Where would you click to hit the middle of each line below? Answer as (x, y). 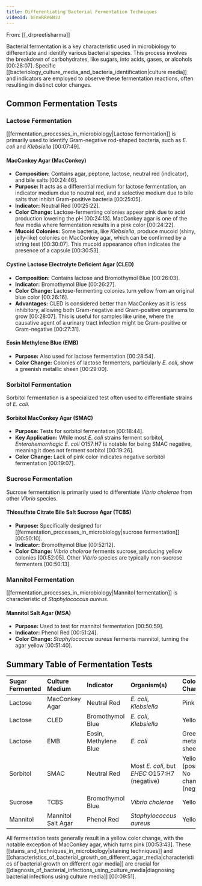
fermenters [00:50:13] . (43, 564)
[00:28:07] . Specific (31, 65)
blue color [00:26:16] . (42, 297)
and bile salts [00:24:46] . (46, 180)
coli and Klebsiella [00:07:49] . (44, 147)
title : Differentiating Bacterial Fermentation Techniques (82, 12)
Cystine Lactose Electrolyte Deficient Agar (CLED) (70, 264)
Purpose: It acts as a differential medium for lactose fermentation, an (100, 187)
